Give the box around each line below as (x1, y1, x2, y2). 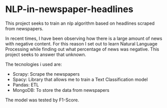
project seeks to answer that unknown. (5, 51, 87, 58)
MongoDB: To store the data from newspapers (12, 87, 110, 93)
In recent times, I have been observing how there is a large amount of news (5, 35, 162, 41)
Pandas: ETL (12, 82, 39, 88)
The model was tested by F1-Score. (5, 97, 79, 103)
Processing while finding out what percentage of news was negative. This (5, 46, 159, 52)
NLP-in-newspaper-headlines (5, 4, 134, 15)
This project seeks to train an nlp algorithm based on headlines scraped (5, 20, 155, 26)
